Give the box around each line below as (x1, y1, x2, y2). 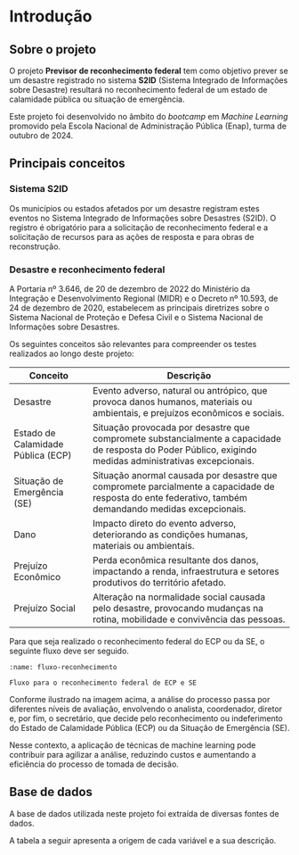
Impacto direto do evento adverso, (92, 517, 237, 529)
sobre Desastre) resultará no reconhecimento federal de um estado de (9, 85, 268, 95)
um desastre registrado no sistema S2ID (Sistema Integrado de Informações (9, 75, 288, 86)
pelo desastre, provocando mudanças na (92, 602, 264, 614)
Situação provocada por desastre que (92, 421, 251, 434)
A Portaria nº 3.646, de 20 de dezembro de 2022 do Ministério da (9, 283, 251, 294)
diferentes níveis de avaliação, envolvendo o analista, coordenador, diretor (9, 703, 283, 714)
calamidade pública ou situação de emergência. (9, 94, 185, 104)
